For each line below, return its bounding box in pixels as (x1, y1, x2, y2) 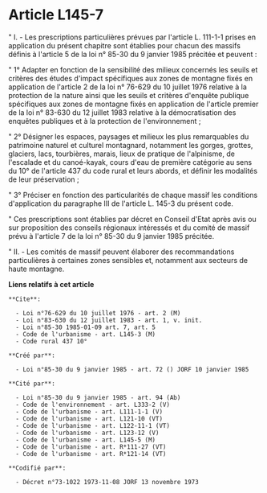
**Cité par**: (8, 380, 56, 388)
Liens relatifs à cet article (8, 279, 95, 289)
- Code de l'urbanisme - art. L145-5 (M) (15, 436, 156, 444)
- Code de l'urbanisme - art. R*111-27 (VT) (15, 442, 167, 451)
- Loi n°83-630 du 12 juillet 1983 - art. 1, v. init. (15, 316, 203, 324)
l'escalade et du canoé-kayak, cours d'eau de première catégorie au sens (8, 157, 253, 166)
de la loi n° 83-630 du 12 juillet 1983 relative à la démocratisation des (8, 107, 237, 117)
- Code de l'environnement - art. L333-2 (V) (15, 401, 171, 409)
